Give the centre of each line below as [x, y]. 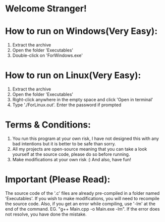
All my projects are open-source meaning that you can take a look [80, 149]
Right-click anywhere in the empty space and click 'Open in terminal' [83, 100]
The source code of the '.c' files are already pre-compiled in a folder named [82, 193]
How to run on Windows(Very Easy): [81, 31]
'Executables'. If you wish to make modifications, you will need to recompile [82, 198]
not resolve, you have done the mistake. [46, 214]
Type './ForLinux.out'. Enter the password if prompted [67, 105]
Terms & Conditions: [48, 125]
